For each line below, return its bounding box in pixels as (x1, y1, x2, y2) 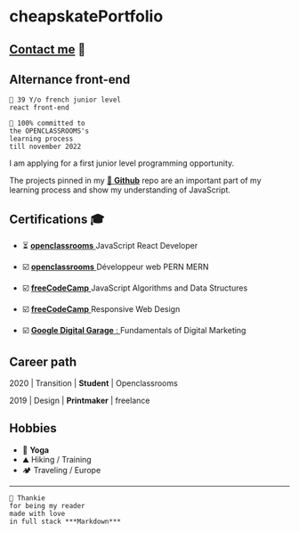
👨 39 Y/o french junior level (9, 95, 122, 104)
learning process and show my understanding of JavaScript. (9, 184, 231, 195)
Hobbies (9, 421, 58, 436)
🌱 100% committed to (9, 119, 86, 128)
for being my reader (9, 501, 86, 510)
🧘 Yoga (21, 444, 50, 455)
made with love (9, 509, 66, 518)
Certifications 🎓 (9, 211, 105, 226)
